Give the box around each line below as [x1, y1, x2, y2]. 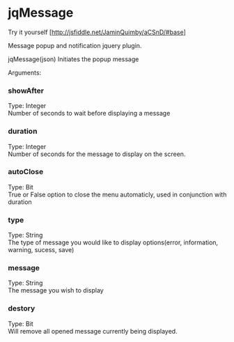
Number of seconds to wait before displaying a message [8, 109, 171, 118]
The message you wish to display [8, 286, 104, 295]
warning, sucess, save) [8, 246, 75, 254]
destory [8, 304, 36, 313]
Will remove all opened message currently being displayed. [8, 327, 178, 335]
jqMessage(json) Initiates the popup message [8, 54, 139, 63]
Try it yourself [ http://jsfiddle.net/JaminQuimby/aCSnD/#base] [8, 28, 187, 36]
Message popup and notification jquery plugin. [8, 41, 142, 49]
